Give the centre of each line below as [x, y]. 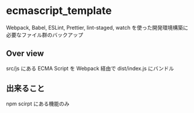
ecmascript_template [59, 11]
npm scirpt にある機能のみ [38, 104]
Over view [25, 54]
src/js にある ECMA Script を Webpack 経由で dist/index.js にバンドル [90, 68]
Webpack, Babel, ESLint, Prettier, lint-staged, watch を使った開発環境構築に [97, 27]
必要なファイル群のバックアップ [45, 35]
